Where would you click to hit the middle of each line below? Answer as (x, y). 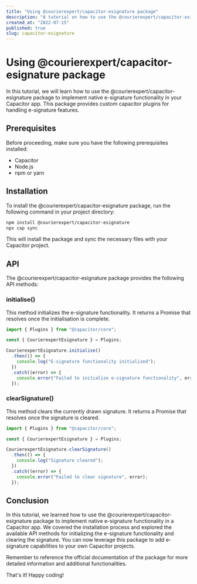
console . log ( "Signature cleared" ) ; (60, 460)
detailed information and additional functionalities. (67, 564)
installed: (17, 149)
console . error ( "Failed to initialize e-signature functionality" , (99, 378)
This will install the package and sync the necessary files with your (87, 239)
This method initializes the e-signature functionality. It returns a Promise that (98, 312)
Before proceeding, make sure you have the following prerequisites (87, 142)
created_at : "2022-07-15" (38, 22)
